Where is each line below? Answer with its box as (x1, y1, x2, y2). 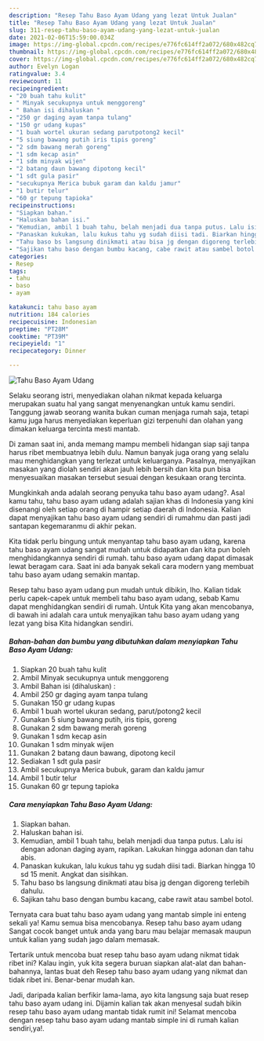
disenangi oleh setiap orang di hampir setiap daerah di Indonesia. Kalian (9, 504, 241, 514)
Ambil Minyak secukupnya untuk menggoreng (20, 673, 169, 682)
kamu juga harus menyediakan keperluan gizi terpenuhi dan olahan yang (9, 416, 244, 425)
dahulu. (20, 885, 45, 896)
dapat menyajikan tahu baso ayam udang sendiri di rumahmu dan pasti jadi (9, 513, 251, 522)
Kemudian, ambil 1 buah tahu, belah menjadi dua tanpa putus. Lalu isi (20, 836, 244, 845)
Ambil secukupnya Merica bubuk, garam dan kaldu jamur (20, 764, 205, 774)
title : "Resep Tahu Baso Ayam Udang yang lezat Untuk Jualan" (9, 19, 216, 27)
